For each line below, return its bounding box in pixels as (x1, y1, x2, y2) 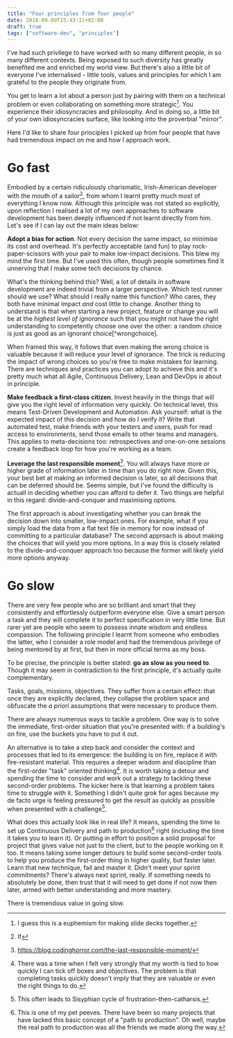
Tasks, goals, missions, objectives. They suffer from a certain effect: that (7, 687, 215, 695)
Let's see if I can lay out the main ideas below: (7, 221, 140, 229)
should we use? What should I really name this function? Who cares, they (7, 292, 216, 301)
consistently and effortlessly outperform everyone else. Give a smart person (7, 608, 225, 617)
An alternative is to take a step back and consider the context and (7, 744, 196, 752)
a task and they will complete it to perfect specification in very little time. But (7, 616, 225, 624)
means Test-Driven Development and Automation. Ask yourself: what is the (7, 408, 222, 416)
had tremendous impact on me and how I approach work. (7, 135, 171, 144)
